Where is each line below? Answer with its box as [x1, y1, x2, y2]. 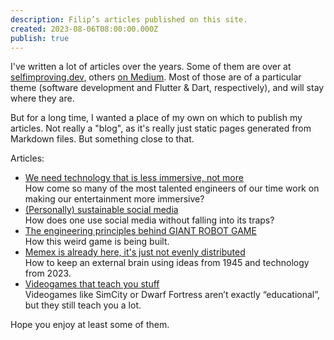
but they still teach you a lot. [24, 299, 142, 311]
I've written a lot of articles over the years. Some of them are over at [10, 61, 292, 73]
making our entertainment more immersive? [24, 193, 205, 205]
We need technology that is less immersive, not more [24, 172, 244, 184]
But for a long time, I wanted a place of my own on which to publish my [10, 112, 303, 124]
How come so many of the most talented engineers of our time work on [24, 182, 320, 195]
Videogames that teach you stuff [24, 278, 160, 290]
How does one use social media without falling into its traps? [24, 214, 275, 226]
